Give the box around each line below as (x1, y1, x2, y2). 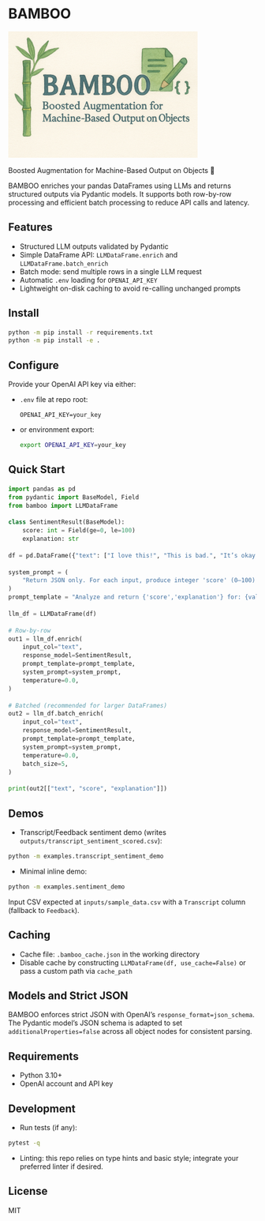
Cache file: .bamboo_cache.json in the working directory (19, 949, 200, 959)
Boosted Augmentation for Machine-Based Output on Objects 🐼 (8, 165, 215, 175)
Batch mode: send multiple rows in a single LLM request (19, 266, 203, 276)
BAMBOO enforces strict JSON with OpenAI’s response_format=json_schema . (8, 1010, 255, 1020)
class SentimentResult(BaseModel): (8, 518, 125, 526)
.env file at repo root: (19, 395, 88, 404)
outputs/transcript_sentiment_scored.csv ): (19, 836, 163, 845)
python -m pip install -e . (8, 336, 101, 344)
